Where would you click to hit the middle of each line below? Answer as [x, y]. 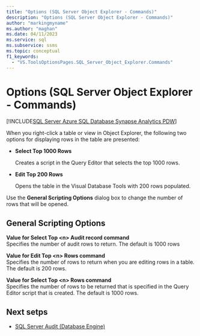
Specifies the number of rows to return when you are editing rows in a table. [101, 262]
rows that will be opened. [38, 204]
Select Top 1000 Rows [43, 151]
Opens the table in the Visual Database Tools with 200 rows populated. [103, 186]
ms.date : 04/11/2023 [32, 34]
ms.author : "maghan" [32, 29]
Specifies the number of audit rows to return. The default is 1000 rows [93, 244]
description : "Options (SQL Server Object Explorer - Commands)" [89, 17]
